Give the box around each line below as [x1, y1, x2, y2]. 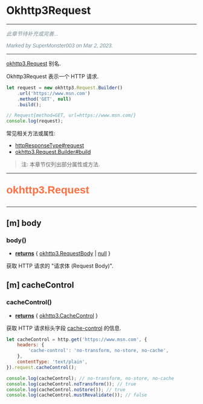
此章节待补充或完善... [6, 30, 59, 37]
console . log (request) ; [6, 118, 63, 124]
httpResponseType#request [14, 142, 85, 149]
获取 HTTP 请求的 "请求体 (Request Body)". [6, 262, 114, 269]
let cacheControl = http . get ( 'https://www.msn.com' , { [6, 336, 147, 342]
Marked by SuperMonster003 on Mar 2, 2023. [6, 42, 114, 49]
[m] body [6, 218, 42, 228]
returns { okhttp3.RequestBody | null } [14, 249, 111, 257]
